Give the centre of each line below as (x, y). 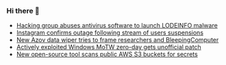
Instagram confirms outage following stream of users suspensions (110, 32)
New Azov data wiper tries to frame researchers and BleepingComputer (117, 40)
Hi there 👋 (23, 11)
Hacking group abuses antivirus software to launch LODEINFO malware (117, 26)
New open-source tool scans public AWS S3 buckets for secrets (107, 54)
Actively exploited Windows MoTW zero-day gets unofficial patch (109, 47)
